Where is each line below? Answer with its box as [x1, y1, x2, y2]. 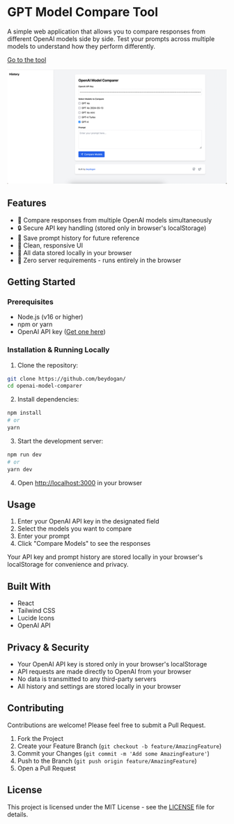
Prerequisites [7, 297, 54, 307]
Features [7, 197, 47, 209]
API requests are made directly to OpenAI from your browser [17, 667, 192, 676]
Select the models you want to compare [17, 524, 132, 533]
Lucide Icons [17, 614, 54, 623]
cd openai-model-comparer [7, 383, 82, 390]
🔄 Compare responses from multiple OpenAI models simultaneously [17, 215, 212, 224]
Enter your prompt [17, 532, 70, 540]
